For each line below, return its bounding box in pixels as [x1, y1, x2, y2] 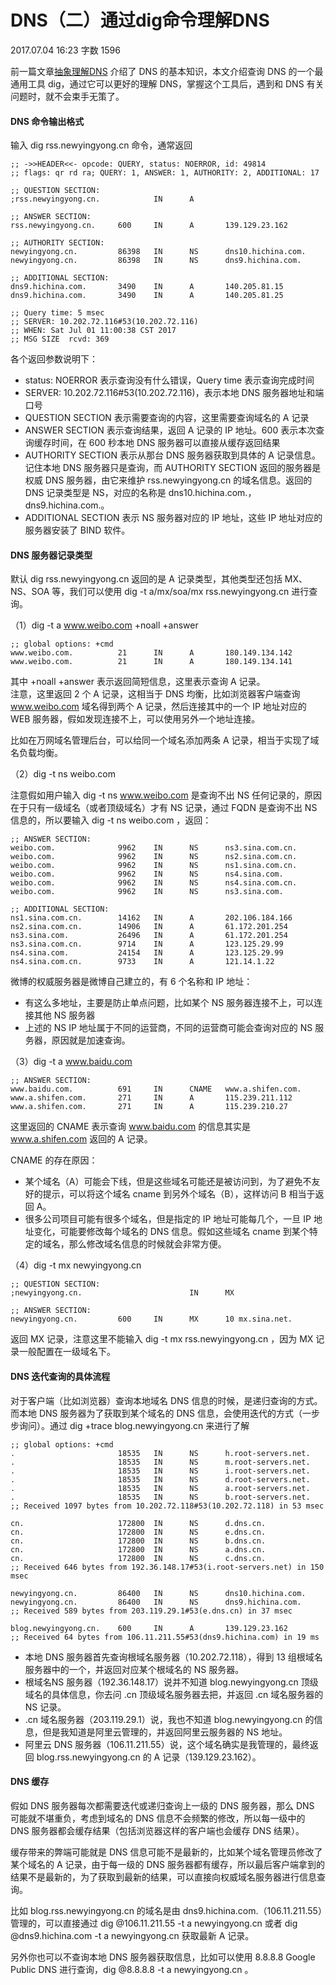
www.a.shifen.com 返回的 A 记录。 [10, 1133, 153, 1145]
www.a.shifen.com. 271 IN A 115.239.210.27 [10, 1102, 288, 1112]
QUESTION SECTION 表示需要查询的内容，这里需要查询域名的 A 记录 [24, 412, 310, 424]
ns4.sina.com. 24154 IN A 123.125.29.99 [10, 948, 284, 958]
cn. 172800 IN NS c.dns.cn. [10, 1553, 267, 1563]
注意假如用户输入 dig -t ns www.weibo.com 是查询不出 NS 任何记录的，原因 [10, 789, 323, 801]
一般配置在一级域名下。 [18, 1346, 116, 1358]
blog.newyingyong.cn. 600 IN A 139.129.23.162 [10, 1623, 288, 1633]
